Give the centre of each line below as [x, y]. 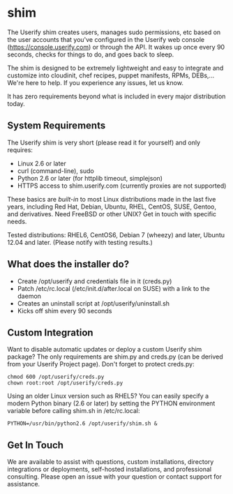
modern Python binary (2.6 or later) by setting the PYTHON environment [111, 403]
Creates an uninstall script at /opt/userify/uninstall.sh [93, 303]
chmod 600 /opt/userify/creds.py [56, 377]
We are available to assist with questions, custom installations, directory [111, 462]
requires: [20, 150]
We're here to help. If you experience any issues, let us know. [95, 82]
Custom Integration [50, 332]
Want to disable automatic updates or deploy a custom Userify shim [105, 350]
